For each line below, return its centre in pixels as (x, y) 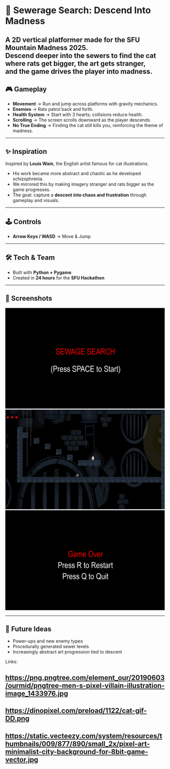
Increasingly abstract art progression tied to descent (67, 652)
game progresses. (31, 190)
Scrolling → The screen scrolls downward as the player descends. (82, 120)
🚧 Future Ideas (28, 629)
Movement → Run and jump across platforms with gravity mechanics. (85, 104)
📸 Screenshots (29, 298)
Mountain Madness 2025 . (47, 48)
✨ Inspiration (26, 151)
